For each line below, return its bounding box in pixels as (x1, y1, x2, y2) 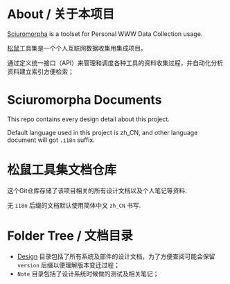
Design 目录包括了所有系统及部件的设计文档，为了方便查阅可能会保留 (17, 252, 215, 260)
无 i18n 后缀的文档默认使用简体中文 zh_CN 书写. (7, 201, 141, 209)
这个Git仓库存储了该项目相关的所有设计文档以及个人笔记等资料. (7, 186, 187, 195)
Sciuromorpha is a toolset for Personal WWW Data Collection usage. (7, 29, 203, 38)
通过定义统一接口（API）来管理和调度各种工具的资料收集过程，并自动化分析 (7, 58, 224, 66)
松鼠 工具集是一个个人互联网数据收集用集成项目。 (7, 44, 147, 52)
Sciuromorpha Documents (7, 92, 162, 108)
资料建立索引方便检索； (7, 67, 74, 76)
